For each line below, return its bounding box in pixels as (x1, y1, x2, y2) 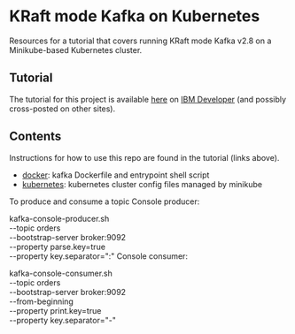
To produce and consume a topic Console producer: (9, 196, 200, 207)
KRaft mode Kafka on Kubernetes (9, 6, 260, 27)
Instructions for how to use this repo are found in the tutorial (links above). (9, 152, 280, 163)
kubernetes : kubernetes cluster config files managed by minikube (21, 178, 263, 189)
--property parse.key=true (9, 241, 106, 252)
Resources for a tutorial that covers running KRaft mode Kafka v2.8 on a (9, 35, 272, 46)
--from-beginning (9, 296, 74, 307)
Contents (9, 129, 62, 144)
